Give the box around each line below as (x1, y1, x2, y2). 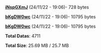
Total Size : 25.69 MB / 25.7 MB (5, 43, 69, 49)
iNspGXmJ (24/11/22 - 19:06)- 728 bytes (5, 4, 89, 10)
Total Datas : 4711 (5, 33, 41, 39)
